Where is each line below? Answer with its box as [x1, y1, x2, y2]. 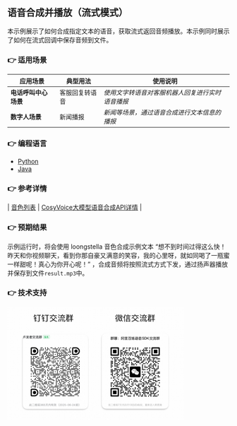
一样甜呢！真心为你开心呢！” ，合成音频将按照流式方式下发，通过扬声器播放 [7, 260, 229, 268]
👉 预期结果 [7, 223, 47, 232]
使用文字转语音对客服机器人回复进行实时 [103, 88, 221, 97]
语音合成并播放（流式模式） [7, 6, 128, 19]
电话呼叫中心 [10, 88, 48, 97]
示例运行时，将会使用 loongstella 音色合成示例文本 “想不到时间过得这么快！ [7, 242, 226, 251]
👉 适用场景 [7, 55, 47, 65]
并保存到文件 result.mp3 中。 [7, 268, 89, 277]
